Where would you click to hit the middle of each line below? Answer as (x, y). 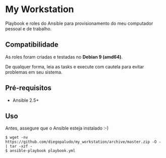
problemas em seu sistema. (34, 72)
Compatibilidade (32, 45)
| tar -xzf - (19, 146)
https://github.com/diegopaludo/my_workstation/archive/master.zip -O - (83, 142)
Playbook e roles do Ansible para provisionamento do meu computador (79, 23)
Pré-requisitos (29, 88)
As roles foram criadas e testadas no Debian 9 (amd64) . (64, 57)
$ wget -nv (17, 138)
